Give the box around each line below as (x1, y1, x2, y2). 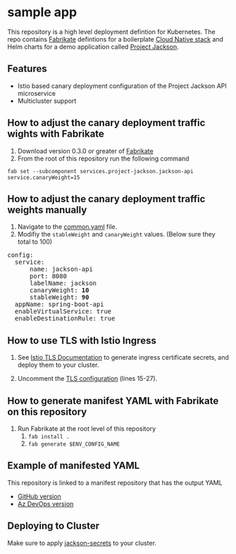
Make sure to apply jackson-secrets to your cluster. (7, 539, 157, 547)
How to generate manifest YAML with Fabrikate (7, 395, 219, 407)
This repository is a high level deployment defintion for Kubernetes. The (7, 27, 216, 36)
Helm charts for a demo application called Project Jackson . (7, 42, 179, 51)
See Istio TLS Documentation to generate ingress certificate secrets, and (17, 353, 229, 362)
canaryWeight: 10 (29, 287, 89, 294)
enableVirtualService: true (14, 308, 112, 315)
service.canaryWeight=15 (7, 174, 80, 181)
